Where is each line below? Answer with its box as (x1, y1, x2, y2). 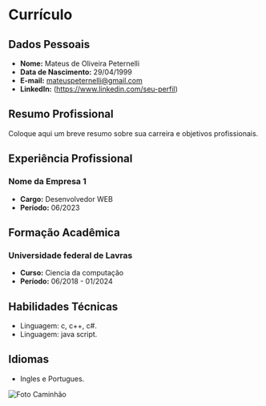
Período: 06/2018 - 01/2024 (19, 276, 114, 286)
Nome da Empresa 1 (8, 176, 87, 187)
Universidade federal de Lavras (8, 250, 133, 261)
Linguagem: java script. (19, 330, 98, 339)
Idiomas (8, 352, 50, 366)
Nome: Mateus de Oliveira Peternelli (19, 58, 140, 68)
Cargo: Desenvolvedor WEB (19, 194, 114, 203)
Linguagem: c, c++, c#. (19, 321, 98, 330)
